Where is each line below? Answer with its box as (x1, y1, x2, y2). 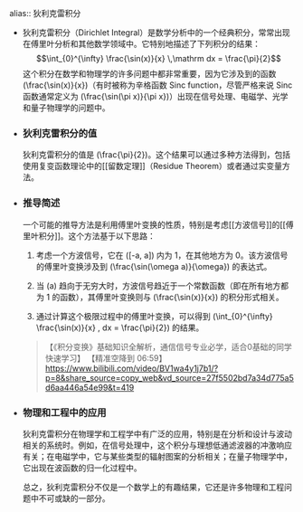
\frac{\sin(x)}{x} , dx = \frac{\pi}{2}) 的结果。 (35, 322, 204, 333)
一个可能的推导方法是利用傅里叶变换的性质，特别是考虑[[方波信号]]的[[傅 (22, 219, 294, 230)
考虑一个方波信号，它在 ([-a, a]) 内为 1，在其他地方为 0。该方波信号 (35, 250, 289, 261)
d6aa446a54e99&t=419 (44, 382, 135, 393)
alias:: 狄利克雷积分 (9, 8, 81, 18)
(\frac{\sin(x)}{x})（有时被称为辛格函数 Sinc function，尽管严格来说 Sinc (22, 80, 293, 90)
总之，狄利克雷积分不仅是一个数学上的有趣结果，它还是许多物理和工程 (22, 481, 285, 492)
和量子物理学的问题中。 (22, 102, 110, 113)
